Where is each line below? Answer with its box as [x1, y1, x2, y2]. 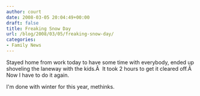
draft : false [6, 20, 39, 26]
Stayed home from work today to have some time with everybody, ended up [6, 58, 194, 66]
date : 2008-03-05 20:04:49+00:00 [6, 14, 90, 20]
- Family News [6, 43, 42, 49]
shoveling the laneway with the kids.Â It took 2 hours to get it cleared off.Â [6, 65, 192, 72]
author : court [6, 8, 42, 15]
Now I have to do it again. [6, 71, 70, 79]
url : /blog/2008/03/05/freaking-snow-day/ [6, 31, 114, 37]
